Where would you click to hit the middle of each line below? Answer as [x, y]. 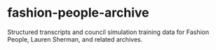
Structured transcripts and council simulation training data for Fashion [108, 32]
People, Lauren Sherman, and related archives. [75, 39]
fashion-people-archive [78, 13]
